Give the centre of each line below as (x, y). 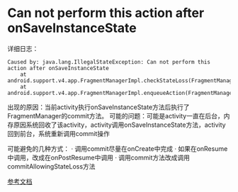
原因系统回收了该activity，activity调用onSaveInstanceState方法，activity (119, 125)
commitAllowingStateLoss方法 (51, 166)
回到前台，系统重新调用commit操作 (58, 133)
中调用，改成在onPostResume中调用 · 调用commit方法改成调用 (98, 157)
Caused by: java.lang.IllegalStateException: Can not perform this (109, 62)
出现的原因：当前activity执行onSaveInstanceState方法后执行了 (98, 107)
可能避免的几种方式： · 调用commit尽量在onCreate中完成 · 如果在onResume (118, 148)
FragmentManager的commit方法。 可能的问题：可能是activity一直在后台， (116, 115)
